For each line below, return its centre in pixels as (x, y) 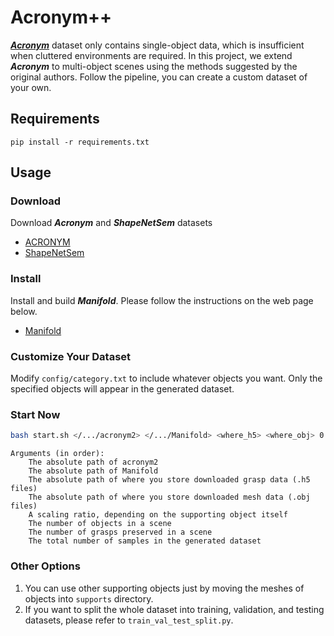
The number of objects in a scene (100, 524)
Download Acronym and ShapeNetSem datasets (111, 223)
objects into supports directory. (89, 598)
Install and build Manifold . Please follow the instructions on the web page (162, 300)
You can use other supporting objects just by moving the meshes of (164, 588)
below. (24, 311)
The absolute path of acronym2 (93, 462)
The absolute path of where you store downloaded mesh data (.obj (169, 497)
